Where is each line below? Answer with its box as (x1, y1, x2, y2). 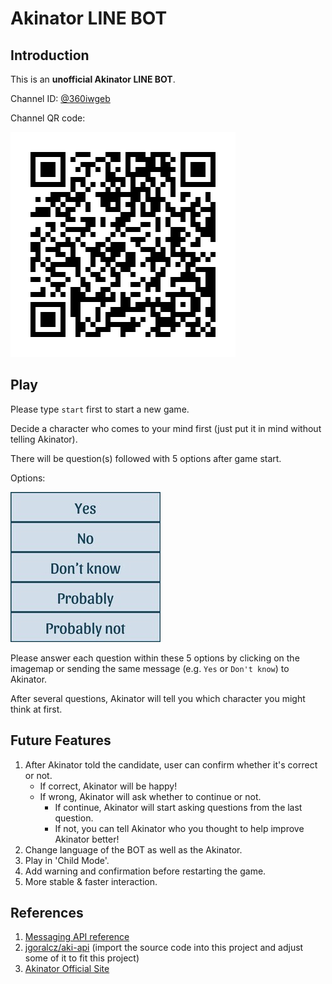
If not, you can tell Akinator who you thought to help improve (54, 822, 305, 834)
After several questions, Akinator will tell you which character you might (10, 692, 306, 704)
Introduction (10, 47, 90, 64)
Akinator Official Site (24, 963, 110, 975)
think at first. (10, 703, 63, 715)
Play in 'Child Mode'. (24, 854, 110, 866)
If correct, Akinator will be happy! (39, 780, 178, 792)
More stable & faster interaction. (24, 875, 158, 887)
